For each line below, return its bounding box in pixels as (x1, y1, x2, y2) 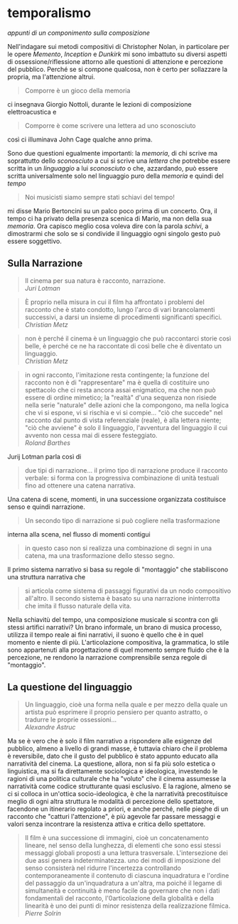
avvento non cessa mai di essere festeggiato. (24, 431, 158, 439)
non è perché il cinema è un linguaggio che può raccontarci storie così (24, 334, 232, 343)
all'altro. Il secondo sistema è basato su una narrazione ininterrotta (24, 593, 220, 602)
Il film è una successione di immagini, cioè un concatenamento (24, 833, 209, 842)
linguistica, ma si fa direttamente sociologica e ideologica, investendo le (7, 766, 218, 775)
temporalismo (7, 5, 91, 21)
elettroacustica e (7, 107, 57, 116)
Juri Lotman (24, 284, 60, 292)
